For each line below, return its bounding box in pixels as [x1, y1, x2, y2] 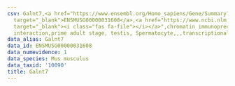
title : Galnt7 [7, 68, 49, 75]
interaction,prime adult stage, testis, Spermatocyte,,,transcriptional [13, 29, 230, 37]
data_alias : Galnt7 [7, 36, 64, 43]
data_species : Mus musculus [7, 55, 90, 62]
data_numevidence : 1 [7, 49, 68, 56]
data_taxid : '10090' [7, 62, 68, 69]
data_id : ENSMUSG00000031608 [7, 42, 92, 49]
